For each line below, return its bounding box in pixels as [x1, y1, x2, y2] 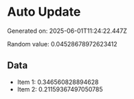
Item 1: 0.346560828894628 [16, 78, 99, 86]
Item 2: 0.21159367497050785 [16, 85, 103, 93]
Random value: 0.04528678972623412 [7, 40, 118, 48]
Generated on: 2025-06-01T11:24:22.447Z [7, 27, 127, 35]
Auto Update [7, 4, 81, 20]
